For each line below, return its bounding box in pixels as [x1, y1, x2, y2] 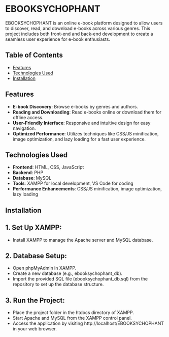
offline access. [12, 114, 44, 120]
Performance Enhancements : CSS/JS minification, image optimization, [12, 186, 162, 192]
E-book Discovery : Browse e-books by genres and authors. [12, 103, 139, 109]
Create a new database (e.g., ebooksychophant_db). [12, 270, 123, 276]
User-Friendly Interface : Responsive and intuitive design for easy [12, 120, 151, 126]
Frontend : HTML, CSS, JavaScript [12, 164, 84, 171]
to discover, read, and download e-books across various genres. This [5, 25, 151, 31]
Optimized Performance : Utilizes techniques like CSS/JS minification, [12, 130, 159, 136]
